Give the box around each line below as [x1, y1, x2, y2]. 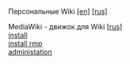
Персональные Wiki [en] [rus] [8, 7, 108, 16]
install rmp [8, 39, 43, 48]
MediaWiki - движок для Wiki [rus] [8, 22, 123, 31]
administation [8, 47, 53, 56]
